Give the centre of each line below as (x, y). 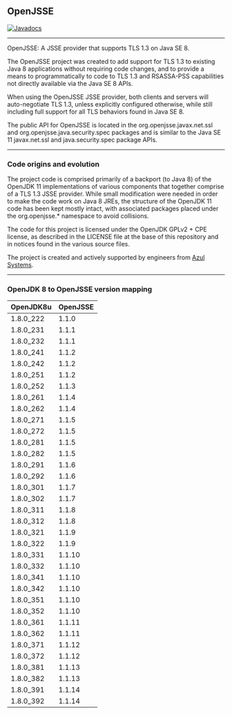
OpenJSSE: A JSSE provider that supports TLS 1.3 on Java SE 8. (98, 48)
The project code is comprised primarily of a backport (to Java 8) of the (109, 179)
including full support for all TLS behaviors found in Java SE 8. (96, 111)
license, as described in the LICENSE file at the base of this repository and (113, 237)
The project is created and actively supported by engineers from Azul (106, 257)
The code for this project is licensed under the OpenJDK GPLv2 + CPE (107, 229)
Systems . (20, 265)
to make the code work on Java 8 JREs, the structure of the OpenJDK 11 (109, 201)
